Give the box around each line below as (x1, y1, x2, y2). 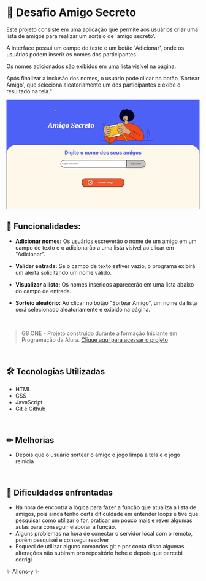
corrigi (15, 556, 32, 563)
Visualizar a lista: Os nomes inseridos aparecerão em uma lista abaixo (15, 280, 194, 288)
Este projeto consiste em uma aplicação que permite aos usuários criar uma (6, 26, 198, 33)
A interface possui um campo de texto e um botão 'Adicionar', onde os (6, 44, 185, 52)
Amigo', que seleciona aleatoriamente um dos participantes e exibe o (6, 81, 181, 88)
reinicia (15, 458, 34, 465)
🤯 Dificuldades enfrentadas (6, 487, 113, 498)
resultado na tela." (6, 87, 53, 94)
